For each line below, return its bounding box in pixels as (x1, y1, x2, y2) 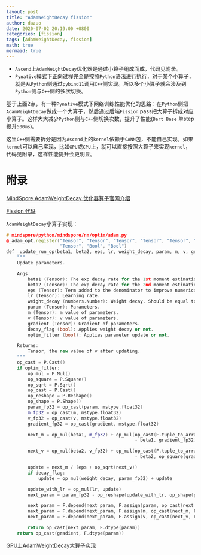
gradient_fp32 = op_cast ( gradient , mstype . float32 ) (28, 421, 160, 427)
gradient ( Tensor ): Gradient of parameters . (28, 321, 141, 327)
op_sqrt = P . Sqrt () (28, 382, 77, 388)
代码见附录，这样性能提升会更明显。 (6, 150, 96, 158)
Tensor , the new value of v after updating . (28, 348, 141, 354)
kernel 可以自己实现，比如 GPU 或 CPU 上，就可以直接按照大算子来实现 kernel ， (6, 143, 191, 150)
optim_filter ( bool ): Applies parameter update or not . (28, 332, 170, 338)
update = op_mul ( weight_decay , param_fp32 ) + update (38, 475, 172, 481)
